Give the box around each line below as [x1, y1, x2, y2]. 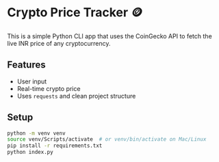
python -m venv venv [7, 130, 66, 137]
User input [16, 77, 47, 85]
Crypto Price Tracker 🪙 [7, 5, 144, 21]
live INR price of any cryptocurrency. [7, 39, 111, 47]
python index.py [7, 149, 53, 156]
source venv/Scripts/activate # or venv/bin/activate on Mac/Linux [7, 136, 207, 143]
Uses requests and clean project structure [16, 92, 136, 100]
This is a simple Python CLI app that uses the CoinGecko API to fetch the [7, 31, 212, 40]
